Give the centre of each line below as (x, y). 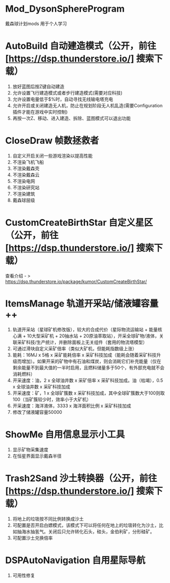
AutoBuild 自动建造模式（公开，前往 (81, 46)
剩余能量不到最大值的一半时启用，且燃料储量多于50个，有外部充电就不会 (88, 367)
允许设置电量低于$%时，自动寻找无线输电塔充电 (63, 99)
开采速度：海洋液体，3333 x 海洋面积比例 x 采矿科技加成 (72, 406)
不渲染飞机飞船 (28, 162)
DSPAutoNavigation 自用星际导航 (75, 560)
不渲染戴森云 (26, 175)
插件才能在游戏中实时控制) (40, 112)
